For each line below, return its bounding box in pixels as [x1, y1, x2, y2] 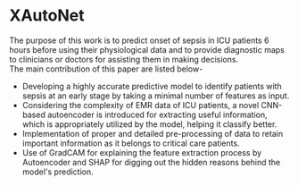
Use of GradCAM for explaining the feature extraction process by [21, 147, 262, 157]
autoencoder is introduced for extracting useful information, [47, 109, 268, 120]
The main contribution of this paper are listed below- [9, 63, 203, 74]
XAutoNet [9, 5, 85, 26]
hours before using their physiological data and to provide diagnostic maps [9, 44, 286, 55]
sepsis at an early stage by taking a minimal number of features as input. [21, 90, 290, 101]
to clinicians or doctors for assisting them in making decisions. [9, 54, 239, 64]
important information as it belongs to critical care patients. [21, 138, 240, 148]
